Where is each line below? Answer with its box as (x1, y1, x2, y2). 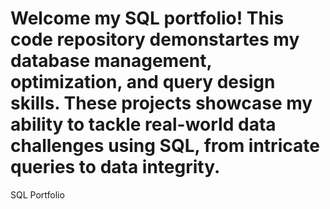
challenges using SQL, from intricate (10, 135, 320, 157)
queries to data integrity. (10, 156, 221, 179)
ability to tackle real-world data (10, 113, 277, 136)
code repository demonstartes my (10, 28, 300, 51)
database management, (10, 50, 212, 72)
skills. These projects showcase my (10, 92, 313, 115)
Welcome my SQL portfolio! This (10, 7, 285, 30)
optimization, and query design (10, 71, 276, 94)
